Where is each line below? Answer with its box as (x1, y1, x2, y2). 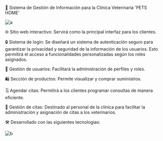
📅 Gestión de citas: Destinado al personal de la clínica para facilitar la (5, 104, 145, 110)
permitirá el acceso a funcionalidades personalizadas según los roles (5, 52, 146, 57)
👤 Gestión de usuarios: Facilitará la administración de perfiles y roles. (5, 66, 145, 72)
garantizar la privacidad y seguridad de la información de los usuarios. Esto (5, 46, 159, 52)
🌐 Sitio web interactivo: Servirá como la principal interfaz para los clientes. (5, 29, 157, 34)
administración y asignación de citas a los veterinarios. (5, 110, 117, 115)
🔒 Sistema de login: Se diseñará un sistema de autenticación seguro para (5, 39, 154, 45)
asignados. (5, 56, 28, 62)
